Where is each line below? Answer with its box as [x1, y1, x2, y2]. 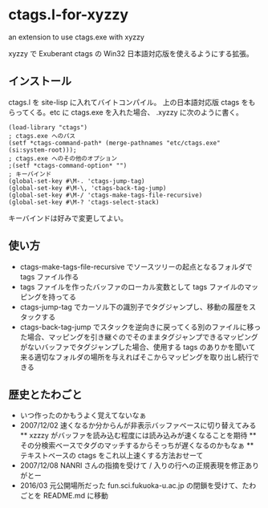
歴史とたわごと [8, 388, 83, 401]
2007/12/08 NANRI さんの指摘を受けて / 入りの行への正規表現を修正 [19, 461, 246, 470]
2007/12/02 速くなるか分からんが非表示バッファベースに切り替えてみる [19, 421, 257, 430]
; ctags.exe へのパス [8, 132, 76, 140]
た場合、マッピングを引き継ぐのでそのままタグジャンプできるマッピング [19, 331, 258, 342]
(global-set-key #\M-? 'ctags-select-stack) [8, 198, 160, 206]
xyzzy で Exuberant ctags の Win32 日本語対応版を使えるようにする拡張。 [8, 48, 254, 58]
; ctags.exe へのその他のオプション [8, 154, 118, 162]
